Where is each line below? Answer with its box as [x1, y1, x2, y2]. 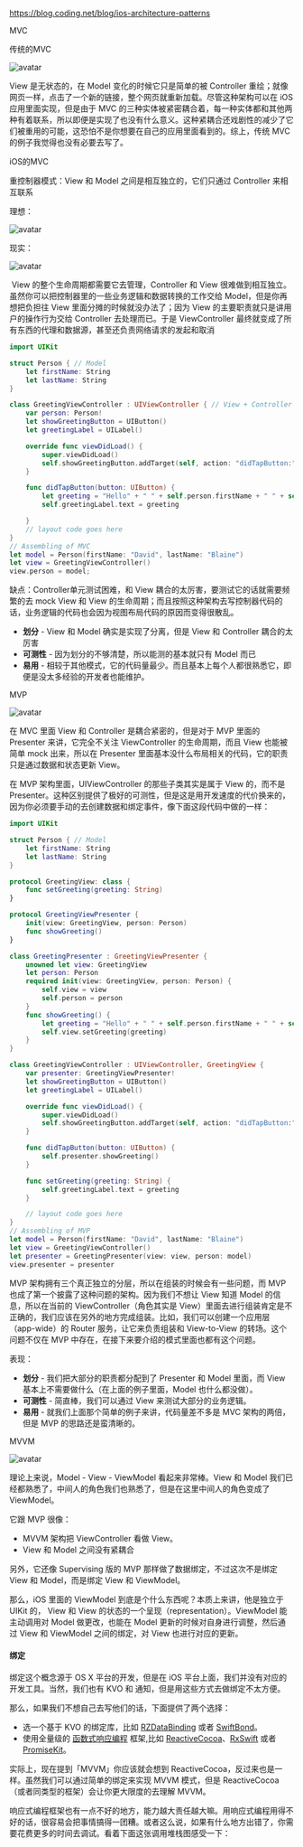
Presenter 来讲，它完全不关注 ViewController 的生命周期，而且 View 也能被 [9, 736, 289, 748]
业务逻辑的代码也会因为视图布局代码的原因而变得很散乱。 [24, 607, 239, 618]
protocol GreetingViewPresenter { [9, 910, 140, 920]
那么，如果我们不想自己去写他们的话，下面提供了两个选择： [9, 1702, 231, 1713]
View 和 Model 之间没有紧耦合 [22, 1544, 135, 1555]
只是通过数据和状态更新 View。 [9, 759, 125, 771]
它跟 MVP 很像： [9, 1514, 72, 1524]
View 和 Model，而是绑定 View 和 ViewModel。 [9, 1574, 186, 1585]
